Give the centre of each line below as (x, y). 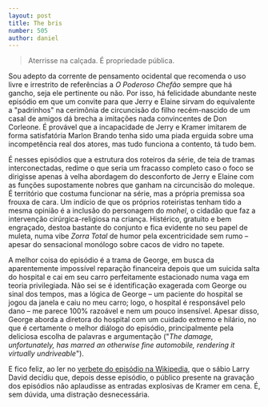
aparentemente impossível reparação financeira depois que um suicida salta (134, 269)
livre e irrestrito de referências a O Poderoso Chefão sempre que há (120, 85)
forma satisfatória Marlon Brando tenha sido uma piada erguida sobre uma (131, 136)
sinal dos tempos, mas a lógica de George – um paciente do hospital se (126, 294)
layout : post (30, 16)
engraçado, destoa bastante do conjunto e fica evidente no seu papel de (128, 228)
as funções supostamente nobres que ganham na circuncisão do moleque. (132, 186)
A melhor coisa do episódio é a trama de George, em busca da (111, 260)
